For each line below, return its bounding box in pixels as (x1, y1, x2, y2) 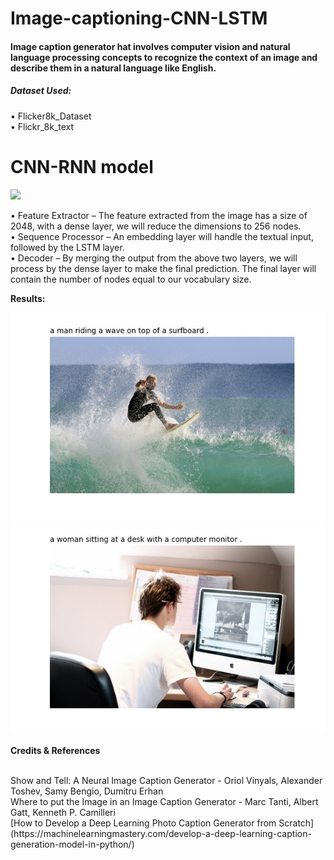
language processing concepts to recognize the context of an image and (10, 51, 318, 63)
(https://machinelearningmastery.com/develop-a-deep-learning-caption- (10, 827, 312, 839)
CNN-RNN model (10, 155, 154, 178)
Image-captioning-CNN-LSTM (10, 7, 268, 30)
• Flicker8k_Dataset (10, 110, 92, 122)
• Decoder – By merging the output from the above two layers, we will (10, 252, 298, 264)
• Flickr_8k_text (10, 120, 75, 132)
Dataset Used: (10, 85, 72, 97)
